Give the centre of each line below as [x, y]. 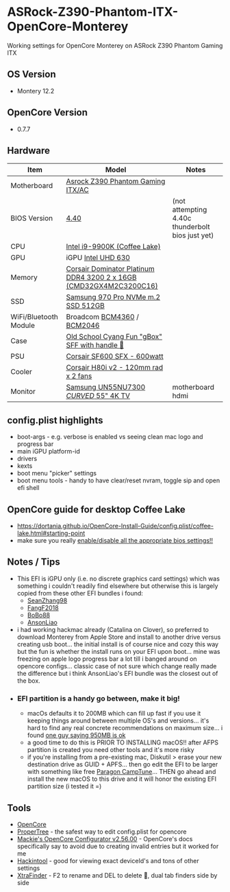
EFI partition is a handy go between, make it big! [98, 699]
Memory [24, 277]
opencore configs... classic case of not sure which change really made [117, 666]
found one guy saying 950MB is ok [76, 736]
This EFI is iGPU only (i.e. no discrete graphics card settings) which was [118, 578]
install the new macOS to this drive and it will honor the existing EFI [122, 779]
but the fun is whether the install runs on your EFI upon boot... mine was [118, 651]
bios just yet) [193, 235]
